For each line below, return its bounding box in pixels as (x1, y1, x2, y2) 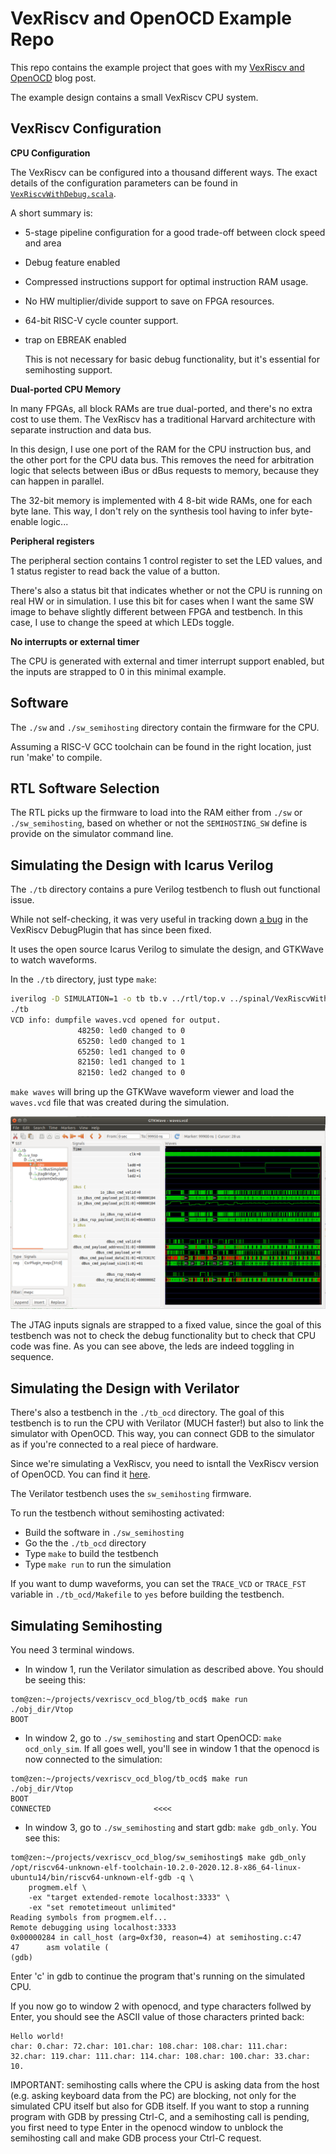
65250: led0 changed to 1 (77, 1036, 186, 1046)
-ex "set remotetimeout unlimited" (28, 1902, 177, 1912)
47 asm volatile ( (10, 1942, 110, 1952)
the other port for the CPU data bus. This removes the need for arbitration (10, 453, 315, 466)
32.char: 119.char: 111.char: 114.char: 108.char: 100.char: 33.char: (10, 2051, 311, 2061)
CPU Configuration (10, 147, 91, 159)
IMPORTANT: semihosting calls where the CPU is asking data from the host (10, 2078, 320, 2091)
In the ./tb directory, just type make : (10, 973, 157, 986)
